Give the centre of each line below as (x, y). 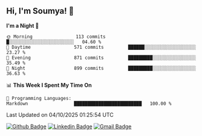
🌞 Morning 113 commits (56, 37)
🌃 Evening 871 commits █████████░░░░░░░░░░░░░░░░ (101, 58)
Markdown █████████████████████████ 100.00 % (89, 104)
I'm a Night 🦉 (23, 25)
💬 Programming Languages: (39, 98)
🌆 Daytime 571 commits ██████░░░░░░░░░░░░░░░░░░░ (101, 47)
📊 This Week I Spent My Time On (49, 85)
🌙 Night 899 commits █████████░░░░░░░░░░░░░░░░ (101, 68)
